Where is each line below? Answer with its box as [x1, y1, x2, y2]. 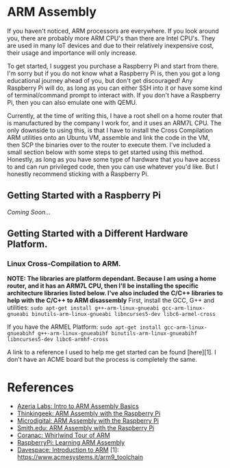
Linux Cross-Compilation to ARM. [7, 259, 121, 269]
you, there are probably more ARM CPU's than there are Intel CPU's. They [7, 34, 216, 42]
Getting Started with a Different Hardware [7, 227, 188, 240]
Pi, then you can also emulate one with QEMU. [7, 98, 138, 106]
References [7, 380, 74, 395]
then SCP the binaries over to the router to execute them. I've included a [7, 140, 211, 149]
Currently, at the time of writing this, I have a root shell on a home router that [7, 111, 222, 120]
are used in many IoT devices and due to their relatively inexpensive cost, [7, 41, 214, 49]
